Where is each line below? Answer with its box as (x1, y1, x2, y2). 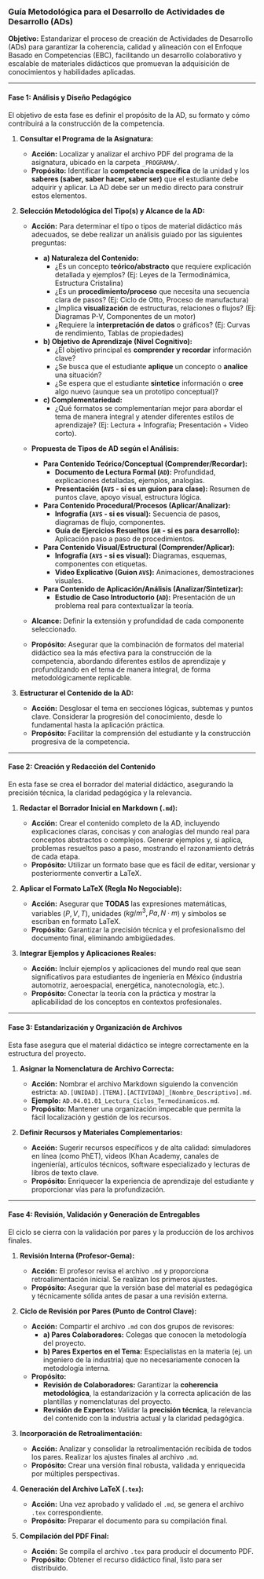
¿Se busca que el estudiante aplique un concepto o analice (54, 361, 248, 371)
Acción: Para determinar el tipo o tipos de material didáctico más (31, 221, 243, 230)
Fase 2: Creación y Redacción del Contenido (8, 762, 156, 771)
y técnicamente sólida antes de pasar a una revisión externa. (31, 1291, 229, 1300)
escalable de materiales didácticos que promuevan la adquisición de (8, 59, 230, 68)
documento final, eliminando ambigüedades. (31, 933, 175, 943)
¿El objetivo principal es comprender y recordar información (54, 345, 251, 354)
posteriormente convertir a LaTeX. (31, 868, 142, 877)
